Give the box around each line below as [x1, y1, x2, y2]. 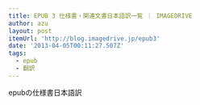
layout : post [8, 27, 52, 35]
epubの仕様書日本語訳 [8, 87, 82, 97]
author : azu [8, 19, 48, 27]
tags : [8, 49, 27, 57]
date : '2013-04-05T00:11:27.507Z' [8, 42, 125, 50]
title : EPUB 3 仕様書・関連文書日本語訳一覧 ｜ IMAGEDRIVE [8, 11, 193, 20]
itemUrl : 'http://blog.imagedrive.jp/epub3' [8, 34, 160, 43]
